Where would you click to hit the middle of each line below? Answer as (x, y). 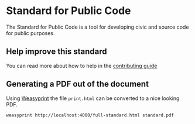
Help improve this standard (57, 52)
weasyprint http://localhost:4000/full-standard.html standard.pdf (90, 115)
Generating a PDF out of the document (78, 84)
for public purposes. (30, 33)
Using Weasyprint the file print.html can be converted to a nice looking (93, 98)
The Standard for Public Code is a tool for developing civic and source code (97, 27)
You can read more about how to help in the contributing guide (82, 66)
